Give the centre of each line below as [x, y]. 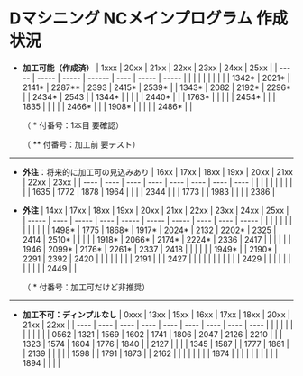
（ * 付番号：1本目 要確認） [73, 125]
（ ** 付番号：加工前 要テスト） [81, 144]
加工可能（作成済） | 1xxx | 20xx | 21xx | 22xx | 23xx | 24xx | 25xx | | [150, 68]
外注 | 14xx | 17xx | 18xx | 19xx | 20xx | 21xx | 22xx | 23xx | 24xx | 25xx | [156, 210]
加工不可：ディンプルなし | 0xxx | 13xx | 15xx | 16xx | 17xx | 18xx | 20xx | [156, 314]
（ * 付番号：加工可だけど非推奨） [86, 287]
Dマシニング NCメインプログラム [131, 18]
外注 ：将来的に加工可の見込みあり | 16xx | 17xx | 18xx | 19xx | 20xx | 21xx [158, 171]
